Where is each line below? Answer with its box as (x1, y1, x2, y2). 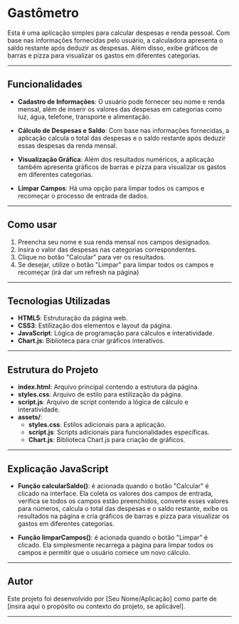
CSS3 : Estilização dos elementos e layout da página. (17, 321, 172, 330)
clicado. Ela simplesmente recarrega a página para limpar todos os (17, 541, 213, 549)
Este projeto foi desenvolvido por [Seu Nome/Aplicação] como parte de (7, 594, 217, 603)
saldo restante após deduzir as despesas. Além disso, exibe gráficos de (7, 43, 218, 52)
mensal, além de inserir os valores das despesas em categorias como (17, 104, 223, 113)
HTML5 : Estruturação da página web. (17, 314, 128, 323)
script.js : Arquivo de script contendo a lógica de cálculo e (17, 398, 188, 407)
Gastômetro (7, 5, 80, 21)
